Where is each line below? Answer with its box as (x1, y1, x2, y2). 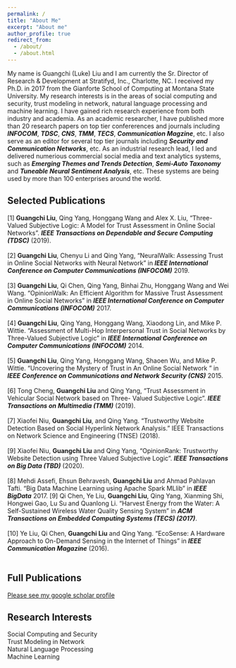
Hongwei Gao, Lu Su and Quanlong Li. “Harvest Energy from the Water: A (7, 499, 221, 508)
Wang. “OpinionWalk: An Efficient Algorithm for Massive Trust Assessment (7, 288, 223, 297)
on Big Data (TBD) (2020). (7, 461, 85, 470)
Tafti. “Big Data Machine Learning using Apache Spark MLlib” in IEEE (7, 484, 207, 492)
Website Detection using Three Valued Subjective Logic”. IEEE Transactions (7, 454, 229, 462)
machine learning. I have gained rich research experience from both (7, 107, 205, 115)
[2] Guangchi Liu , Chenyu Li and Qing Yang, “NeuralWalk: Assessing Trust (7, 251, 223, 259)
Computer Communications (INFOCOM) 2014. (7, 341, 144, 350)
